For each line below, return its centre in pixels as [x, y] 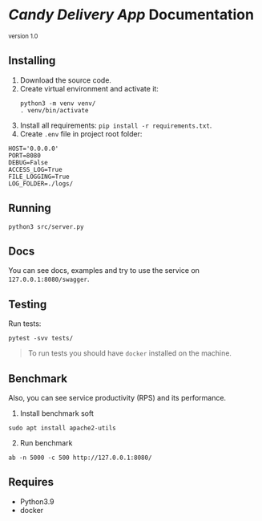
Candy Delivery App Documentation [131, 15]
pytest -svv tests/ [41, 339]
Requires [31, 482]
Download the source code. [66, 80]
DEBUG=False [28, 162]
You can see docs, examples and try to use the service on [104, 271]
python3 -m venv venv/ [58, 103]
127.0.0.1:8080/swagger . [49, 279]
